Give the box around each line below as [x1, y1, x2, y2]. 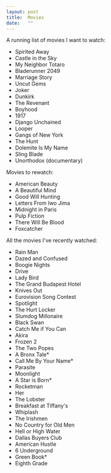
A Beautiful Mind [14, 187, 56, 194]
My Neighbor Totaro [14, 61, 65, 68]
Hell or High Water [14, 428, 61, 435]
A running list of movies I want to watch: [6, 37, 106, 44]
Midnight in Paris [14, 206, 57, 213]
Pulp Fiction [14, 212, 45, 220]
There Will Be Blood [14, 219, 64, 226]
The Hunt [14, 138, 38, 145]
